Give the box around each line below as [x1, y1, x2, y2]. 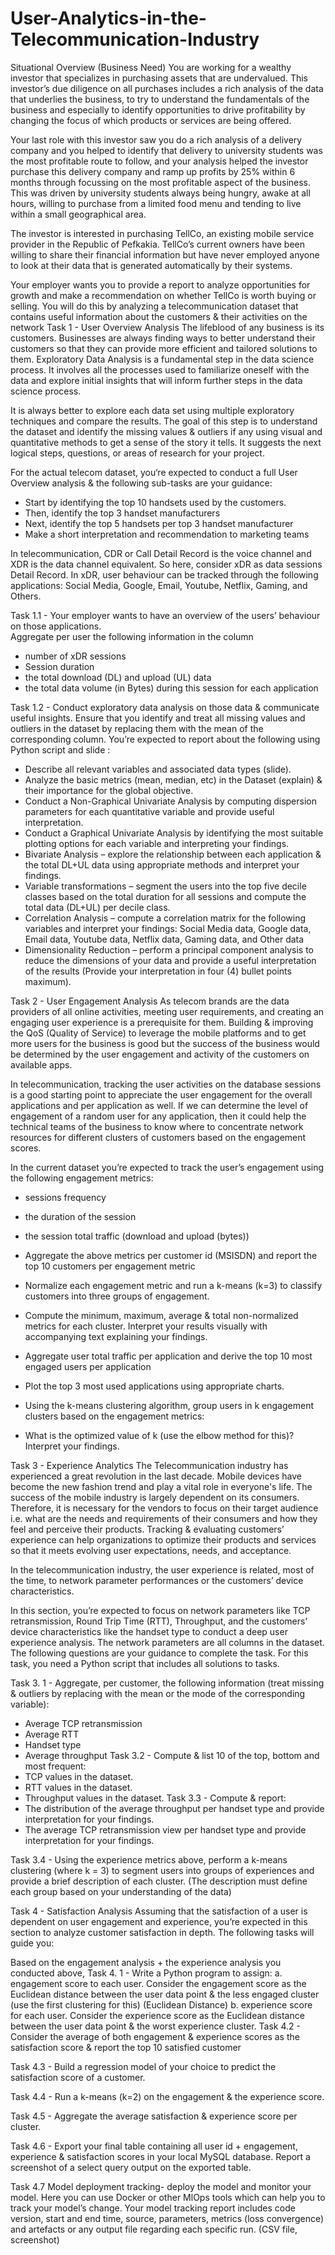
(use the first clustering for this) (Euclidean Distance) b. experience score [10, 1998, 313, 2011]
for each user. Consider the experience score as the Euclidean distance [10, 2009, 305, 2021]
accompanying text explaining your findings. [24, 1330, 208, 1342]
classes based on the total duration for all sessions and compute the [24, 890, 307, 902]
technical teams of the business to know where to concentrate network [10, 1120, 304, 1132]
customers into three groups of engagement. [24, 1290, 210, 1302]
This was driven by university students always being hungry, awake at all [10, 187, 311, 199]
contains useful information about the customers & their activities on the [10, 310, 308, 322]
